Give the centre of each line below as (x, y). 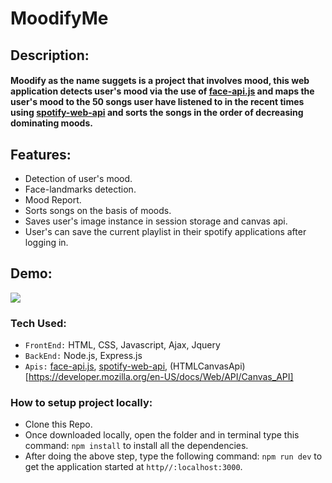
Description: (50, 55)
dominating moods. (51, 123)
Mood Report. (53, 199)
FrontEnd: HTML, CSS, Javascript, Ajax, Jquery (122, 345)
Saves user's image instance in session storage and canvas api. (156, 221)
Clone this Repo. (58, 424)
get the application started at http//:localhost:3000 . (133, 467)
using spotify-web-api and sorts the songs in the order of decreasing (157, 113)
